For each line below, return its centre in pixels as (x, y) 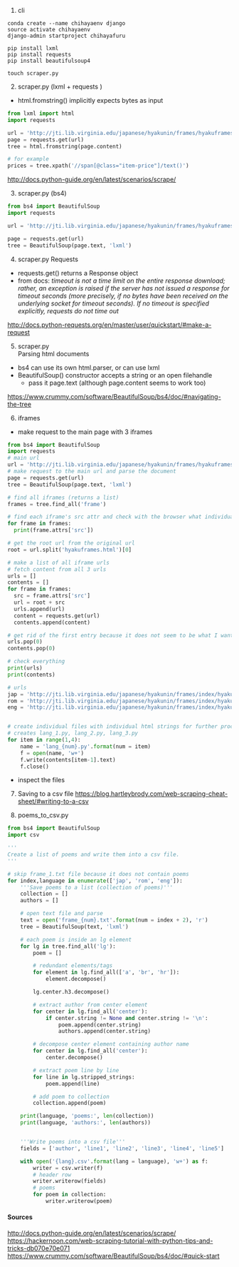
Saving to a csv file (46, 794)
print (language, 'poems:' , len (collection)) (87, 1116)
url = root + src (39, 602)
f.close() (35, 767)
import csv (23, 835)
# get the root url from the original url (71, 543)
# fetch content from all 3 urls (57, 569)
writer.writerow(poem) (79, 1201)
